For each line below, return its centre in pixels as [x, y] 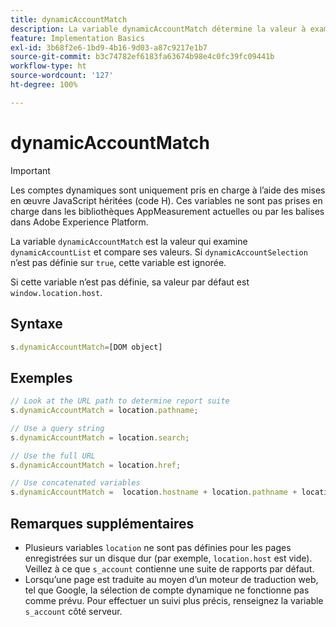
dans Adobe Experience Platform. [79, 222]
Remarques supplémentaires [102, 523]
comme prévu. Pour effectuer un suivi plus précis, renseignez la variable [174, 600]
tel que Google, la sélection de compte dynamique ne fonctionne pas [167, 590]
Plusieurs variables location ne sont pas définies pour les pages [158, 547]
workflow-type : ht [48, 66]
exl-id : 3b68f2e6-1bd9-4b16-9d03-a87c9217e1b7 [109, 47]
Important [30, 170]
